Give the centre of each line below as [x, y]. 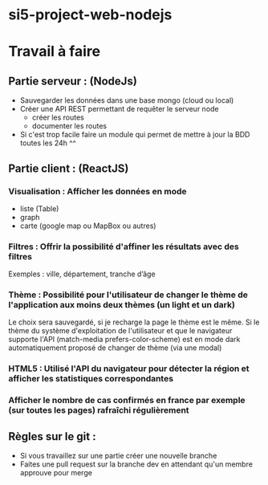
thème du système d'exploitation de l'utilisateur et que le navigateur [120, 331]
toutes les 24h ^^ [48, 143]
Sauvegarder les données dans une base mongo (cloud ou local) [127, 100]
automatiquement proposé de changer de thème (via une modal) [115, 348]
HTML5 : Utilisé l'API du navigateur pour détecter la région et [129, 369]
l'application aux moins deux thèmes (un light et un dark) [122, 305]
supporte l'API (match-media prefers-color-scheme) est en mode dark [124, 340]
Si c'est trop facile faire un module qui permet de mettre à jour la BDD [135, 135]
